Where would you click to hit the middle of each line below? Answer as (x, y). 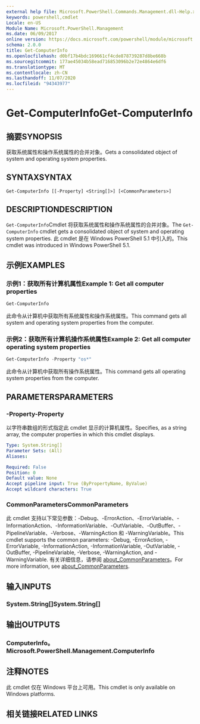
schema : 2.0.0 (24, 45)
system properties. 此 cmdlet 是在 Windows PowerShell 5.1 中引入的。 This (97, 238)
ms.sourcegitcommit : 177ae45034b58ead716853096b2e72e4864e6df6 (86, 61)
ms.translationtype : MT (36, 67)
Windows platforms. (31, 694)
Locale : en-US (24, 23)
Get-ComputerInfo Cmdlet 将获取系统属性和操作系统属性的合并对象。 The (94, 225)
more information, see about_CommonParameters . (68, 566)
